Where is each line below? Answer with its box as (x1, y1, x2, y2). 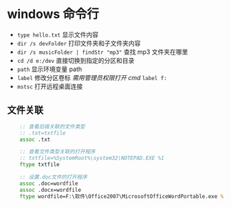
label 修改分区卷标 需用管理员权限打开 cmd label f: (16, 73, 167, 81)
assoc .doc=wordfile (19, 180, 78, 187)
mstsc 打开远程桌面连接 (16, 82, 83, 90)
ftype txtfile (19, 161, 60, 168)
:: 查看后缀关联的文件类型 (19, 123, 85, 130)
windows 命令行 (7, 6, 100, 22)
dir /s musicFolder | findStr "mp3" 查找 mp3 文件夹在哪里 (16, 48, 188, 56)
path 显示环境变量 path (16, 65, 82, 73)
